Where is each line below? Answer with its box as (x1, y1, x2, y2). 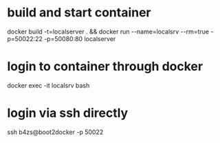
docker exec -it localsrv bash (7, 81, 90, 90)
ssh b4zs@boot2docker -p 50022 (7, 128, 104, 136)
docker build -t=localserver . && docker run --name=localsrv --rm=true (7, 27, 210, 36)
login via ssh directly (7, 105, 129, 121)
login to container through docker (7, 59, 203, 75)
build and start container (7, 5, 151, 21)
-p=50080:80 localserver (43, 34, 116, 42)
